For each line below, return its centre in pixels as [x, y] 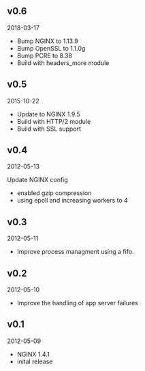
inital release [35, 361]
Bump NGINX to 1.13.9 [47, 41]
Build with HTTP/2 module [54, 121]
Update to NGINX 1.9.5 [48, 114]
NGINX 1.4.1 [33, 354]
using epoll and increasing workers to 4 [72, 201]
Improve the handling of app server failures [77, 303]
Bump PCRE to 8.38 [45, 55]
